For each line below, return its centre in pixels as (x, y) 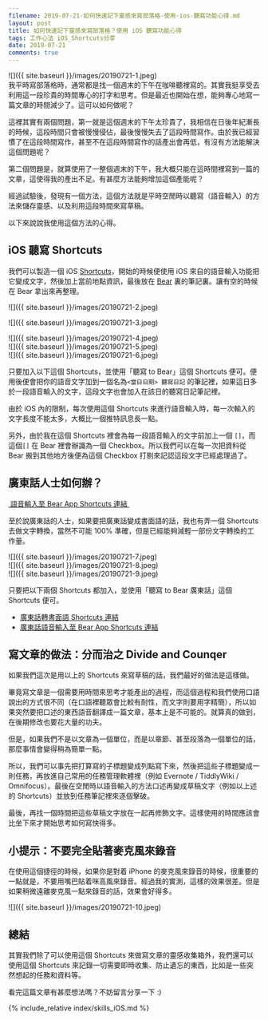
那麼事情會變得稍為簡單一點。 (57, 749)
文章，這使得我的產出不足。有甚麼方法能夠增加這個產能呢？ (106, 179)
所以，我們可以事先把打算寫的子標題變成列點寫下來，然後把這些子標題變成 (130, 766)
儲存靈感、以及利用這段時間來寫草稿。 (85, 206)
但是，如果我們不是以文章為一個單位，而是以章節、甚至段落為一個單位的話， (134, 739)
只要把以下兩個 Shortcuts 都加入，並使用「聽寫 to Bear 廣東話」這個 (120, 590)
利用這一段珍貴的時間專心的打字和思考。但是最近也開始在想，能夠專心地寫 (130, 95)
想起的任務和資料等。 (50, 975)
